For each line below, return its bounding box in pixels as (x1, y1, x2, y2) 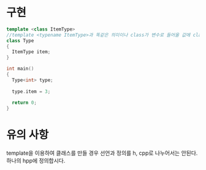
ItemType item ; (12, 49, 51, 55)
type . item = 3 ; (12, 88, 51, 95)
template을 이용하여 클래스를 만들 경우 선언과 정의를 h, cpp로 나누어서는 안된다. (6, 149, 198, 157)
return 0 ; (12, 100, 37, 106)
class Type (6, 37, 34, 43)
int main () (6, 65, 34, 72)
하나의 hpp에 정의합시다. (6, 157, 66, 164)
